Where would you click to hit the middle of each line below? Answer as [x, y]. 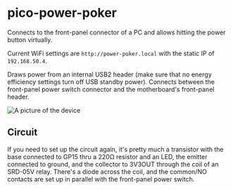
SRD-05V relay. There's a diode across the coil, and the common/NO [107, 171]
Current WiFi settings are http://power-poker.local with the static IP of [111, 53]
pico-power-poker [62, 13]
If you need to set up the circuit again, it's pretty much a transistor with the [115, 149]
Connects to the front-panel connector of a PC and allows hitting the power [116, 32]
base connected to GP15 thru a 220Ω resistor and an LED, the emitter [107, 156]
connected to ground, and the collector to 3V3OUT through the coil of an [113, 164]
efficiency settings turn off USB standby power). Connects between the [111, 81]
